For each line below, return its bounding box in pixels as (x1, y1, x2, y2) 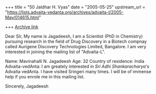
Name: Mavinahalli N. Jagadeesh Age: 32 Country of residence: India (5, 58, 145, 64)
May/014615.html (5, 15, 39, 20)
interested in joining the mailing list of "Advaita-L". (5, 49, 106, 55)
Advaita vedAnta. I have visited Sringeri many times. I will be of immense (5, 69, 152, 75)
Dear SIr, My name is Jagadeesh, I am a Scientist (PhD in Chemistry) (5, 34, 143, 39)
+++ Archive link (5, 24, 39, 30)
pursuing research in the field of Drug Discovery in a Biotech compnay (5, 38, 147, 44)
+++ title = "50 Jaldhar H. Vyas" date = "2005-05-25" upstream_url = (5, 4, 146, 10)
